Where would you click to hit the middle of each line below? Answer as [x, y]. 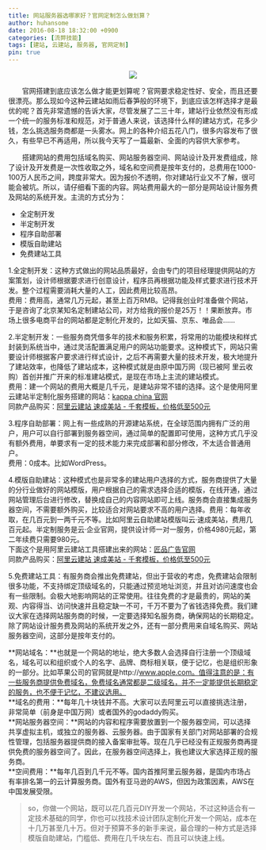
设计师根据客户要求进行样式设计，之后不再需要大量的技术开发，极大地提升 [136, 357]
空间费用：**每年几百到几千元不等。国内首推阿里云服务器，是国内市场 [130, 771]
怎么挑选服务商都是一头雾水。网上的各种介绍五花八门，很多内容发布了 [136, 131]
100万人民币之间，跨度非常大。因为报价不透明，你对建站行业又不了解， [125, 177]
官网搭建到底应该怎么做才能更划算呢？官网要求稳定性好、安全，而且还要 [140, 91]
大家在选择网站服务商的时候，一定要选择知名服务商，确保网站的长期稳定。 [136, 615]
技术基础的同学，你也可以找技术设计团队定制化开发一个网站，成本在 [146, 818]
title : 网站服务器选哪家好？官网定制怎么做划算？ [80, 15]
